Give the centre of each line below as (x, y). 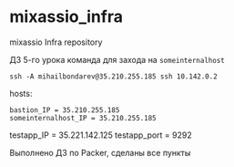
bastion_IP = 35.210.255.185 (65, 110)
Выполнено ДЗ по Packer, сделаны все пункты (100, 152)
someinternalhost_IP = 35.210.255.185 (83, 118)
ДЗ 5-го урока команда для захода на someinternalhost (117, 59)
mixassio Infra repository (56, 42)
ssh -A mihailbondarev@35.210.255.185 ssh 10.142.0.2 (114, 76)
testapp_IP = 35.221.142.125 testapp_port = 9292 (101, 135)
